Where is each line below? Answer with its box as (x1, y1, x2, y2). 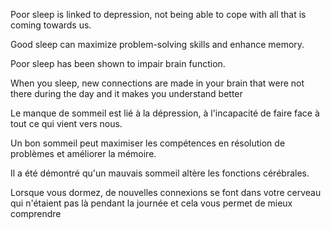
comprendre (10, 208, 62, 219)
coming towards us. (10, 19, 92, 31)
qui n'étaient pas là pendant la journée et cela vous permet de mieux (10, 197, 293, 209)
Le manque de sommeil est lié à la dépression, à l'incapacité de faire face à (10, 107, 320, 119)
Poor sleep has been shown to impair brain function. (10, 58, 226, 69)
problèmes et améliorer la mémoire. (10, 148, 157, 159)
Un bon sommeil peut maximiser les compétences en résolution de (10, 137, 286, 149)
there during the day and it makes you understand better (10, 88, 243, 99)
